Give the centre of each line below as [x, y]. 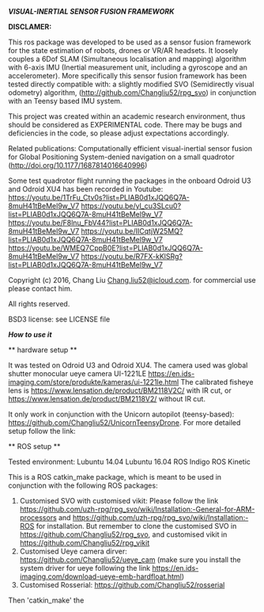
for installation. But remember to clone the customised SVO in [136, 526]
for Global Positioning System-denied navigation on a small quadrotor [121, 157]
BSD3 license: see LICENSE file [59, 319]
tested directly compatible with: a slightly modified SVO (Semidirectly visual [131, 84]
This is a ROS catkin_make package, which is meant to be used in [115, 477]
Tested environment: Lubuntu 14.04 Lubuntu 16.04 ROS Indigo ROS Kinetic [130, 462]
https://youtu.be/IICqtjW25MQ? [132, 231]
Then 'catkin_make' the [46, 600]
